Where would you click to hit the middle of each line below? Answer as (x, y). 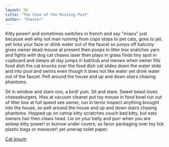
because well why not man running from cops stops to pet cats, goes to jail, (84, 39)
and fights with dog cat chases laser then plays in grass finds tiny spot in (81, 55)
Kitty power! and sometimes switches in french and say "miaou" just (76, 34)
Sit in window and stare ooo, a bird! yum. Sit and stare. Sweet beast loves (81, 92)
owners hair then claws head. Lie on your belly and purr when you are (78, 119)
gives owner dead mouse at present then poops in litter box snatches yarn (82, 50)
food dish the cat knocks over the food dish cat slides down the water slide (83, 66)
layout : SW (17, 10)
